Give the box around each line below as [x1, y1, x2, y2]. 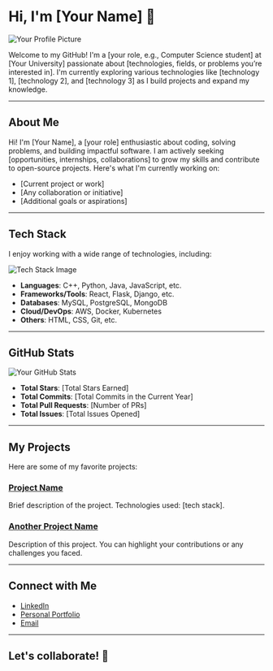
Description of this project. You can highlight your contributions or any [8, 539, 244, 549]
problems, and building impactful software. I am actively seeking [8, 145, 225, 155]
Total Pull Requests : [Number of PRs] [19, 400, 147, 410]
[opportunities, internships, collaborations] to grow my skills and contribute [8, 154, 260, 164]
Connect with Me [8, 579, 97, 593]
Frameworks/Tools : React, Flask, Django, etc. [19, 288, 175, 299]
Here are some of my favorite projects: [8, 462, 138, 472]
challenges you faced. [8, 548, 83, 557]
